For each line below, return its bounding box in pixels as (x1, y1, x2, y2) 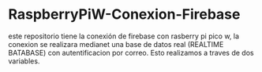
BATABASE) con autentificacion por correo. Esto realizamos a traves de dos (8, 48, 254, 57)
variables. (8, 56, 40, 66)
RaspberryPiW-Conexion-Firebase (8, 5, 241, 23)
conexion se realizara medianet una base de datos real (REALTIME (8, 39, 224, 49)
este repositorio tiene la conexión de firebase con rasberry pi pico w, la (8, 31, 239, 41)
